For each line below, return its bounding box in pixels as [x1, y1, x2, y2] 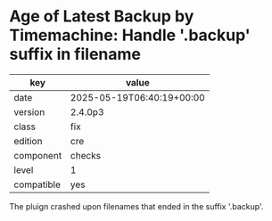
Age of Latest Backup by [9, 6, 194, 27]
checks [70, 149, 101, 161]
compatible [13, 178, 61, 191]
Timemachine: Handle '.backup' [9, 25, 251, 45]
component [13, 149, 62, 161]
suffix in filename [9, 45, 141, 64]
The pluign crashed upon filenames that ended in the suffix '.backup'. [9, 201, 264, 211]
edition [13, 135, 43, 147]
